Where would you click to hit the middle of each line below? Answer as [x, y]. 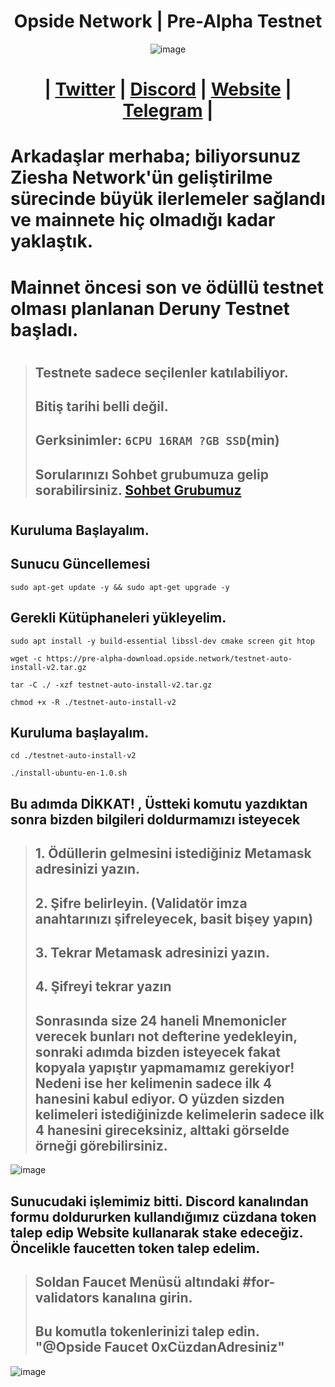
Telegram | [168, 111]
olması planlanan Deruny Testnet [150, 308]
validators [67, 1298]
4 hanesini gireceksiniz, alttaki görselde [162, 1130]
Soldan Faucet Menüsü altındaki [137, 1282]
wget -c [26, 658]
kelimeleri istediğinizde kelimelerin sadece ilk [179, 1114]
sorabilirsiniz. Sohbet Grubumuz [138, 490]
